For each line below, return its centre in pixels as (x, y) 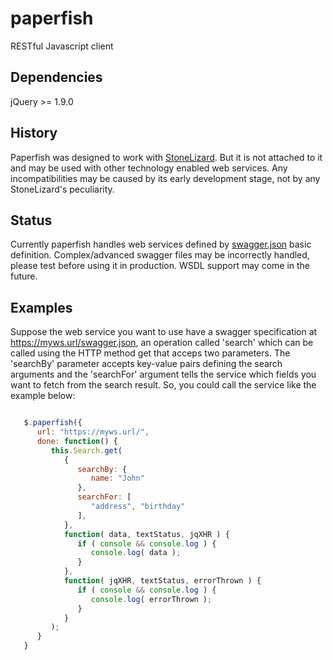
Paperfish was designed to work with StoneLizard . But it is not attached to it (166, 157)
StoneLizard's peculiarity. (62, 189)
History (34, 133)
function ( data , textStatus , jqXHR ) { (146, 534)
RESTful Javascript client (62, 46)
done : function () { (77, 441)
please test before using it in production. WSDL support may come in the (160, 266)
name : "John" (117, 478)
